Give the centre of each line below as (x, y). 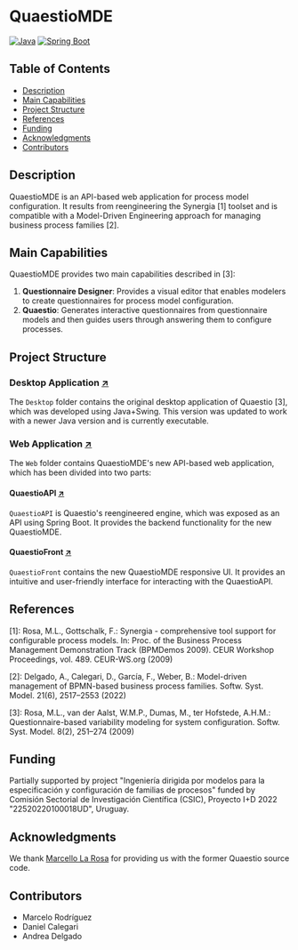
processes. (43, 329)
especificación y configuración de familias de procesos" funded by (132, 790)
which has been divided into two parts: (81, 472)
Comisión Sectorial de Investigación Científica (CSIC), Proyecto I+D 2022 (143, 800)
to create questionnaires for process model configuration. (128, 301)
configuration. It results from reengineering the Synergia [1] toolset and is (144, 205)
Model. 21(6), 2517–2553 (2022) (68, 695)
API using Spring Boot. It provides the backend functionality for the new (141, 522)
